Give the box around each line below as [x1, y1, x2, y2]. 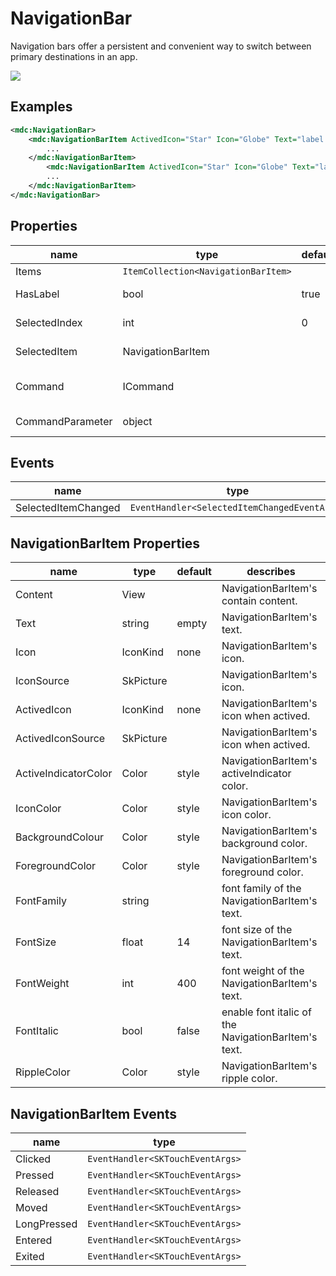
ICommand [122, 379, 175, 393]
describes [246, 565, 296, 579]
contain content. [221, 594, 298, 608]
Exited [15, 1250, 45, 1263]
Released [15, 1185, 60, 1198]
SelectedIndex [15, 315, 83, 329]
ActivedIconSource [15, 732, 106, 746]
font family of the [221, 882, 302, 896]
